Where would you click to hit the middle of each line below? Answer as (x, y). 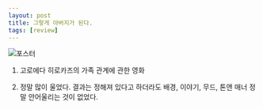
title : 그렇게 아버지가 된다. (51, 23)
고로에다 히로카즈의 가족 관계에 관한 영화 (82, 70)
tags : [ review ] (33, 30)
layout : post (30, 15)
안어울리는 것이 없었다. (63, 97)
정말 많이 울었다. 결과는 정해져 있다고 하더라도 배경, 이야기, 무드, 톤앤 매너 (133, 87)
